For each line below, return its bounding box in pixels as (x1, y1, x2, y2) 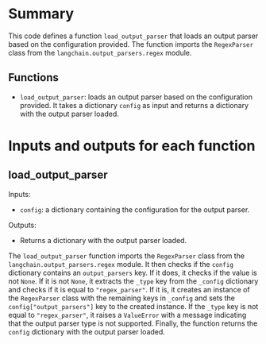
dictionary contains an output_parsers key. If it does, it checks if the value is (8, 268, 257, 277)
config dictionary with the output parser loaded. (8, 327, 165, 336)
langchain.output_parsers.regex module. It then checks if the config (8, 259, 234, 269)
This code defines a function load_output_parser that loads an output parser (8, 31, 259, 41)
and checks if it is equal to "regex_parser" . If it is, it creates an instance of (8, 284, 250, 294)
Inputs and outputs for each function (8, 137, 256, 155)
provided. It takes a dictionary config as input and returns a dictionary (19, 100, 249, 110)
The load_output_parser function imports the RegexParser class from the (8, 251, 245, 261)
